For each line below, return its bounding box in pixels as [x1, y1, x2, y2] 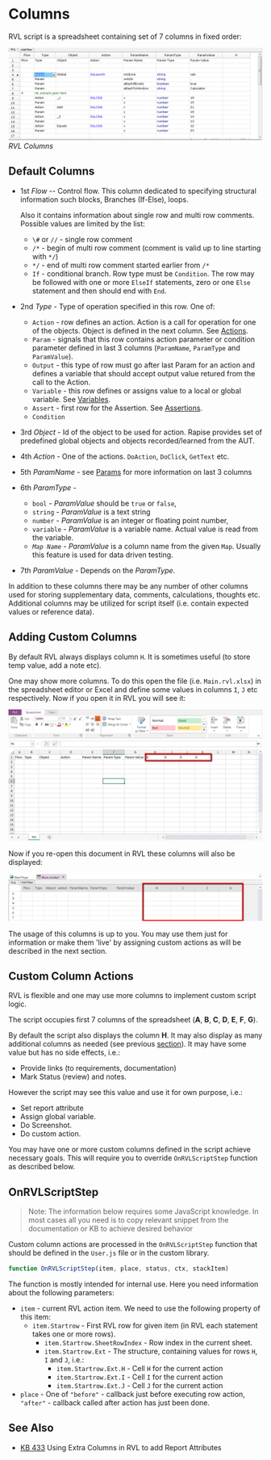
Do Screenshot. [19, 1120, 73, 1131]
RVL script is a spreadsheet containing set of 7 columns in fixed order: [8, 31, 242, 41]
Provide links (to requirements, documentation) [19, 1064, 177, 1073]
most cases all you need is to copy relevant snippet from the [27, 1215, 229, 1225]
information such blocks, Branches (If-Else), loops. [19, 195, 189, 204]
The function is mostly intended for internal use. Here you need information [8, 1279, 259, 1289]
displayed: [8, 857, 43, 866]
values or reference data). [8, 606, 95, 616]
